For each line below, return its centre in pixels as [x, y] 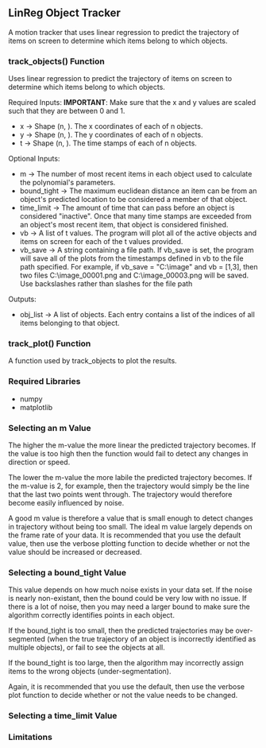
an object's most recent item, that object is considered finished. [124, 225]
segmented [27, 639]
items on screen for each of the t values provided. [101, 242]
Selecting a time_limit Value [63, 716]
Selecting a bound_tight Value [67, 572]
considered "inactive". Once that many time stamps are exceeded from [135, 216]
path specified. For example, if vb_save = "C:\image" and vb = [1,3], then [139, 267]
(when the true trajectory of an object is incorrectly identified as [151, 639]
